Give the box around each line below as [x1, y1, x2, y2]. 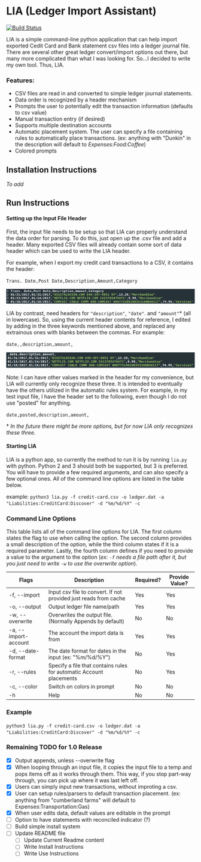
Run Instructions [6, 198, 70, 208]
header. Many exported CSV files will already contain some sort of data [6, 241, 182, 248]
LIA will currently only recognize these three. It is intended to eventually [6, 380, 183, 387]
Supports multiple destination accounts [14, 122, 112, 129]
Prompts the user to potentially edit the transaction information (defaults [14, 103, 193, 110]
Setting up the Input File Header [6, 215, 87, 222]
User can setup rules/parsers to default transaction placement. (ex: [14, 790, 181, 797]
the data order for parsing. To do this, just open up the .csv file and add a [6, 234, 187, 241]
